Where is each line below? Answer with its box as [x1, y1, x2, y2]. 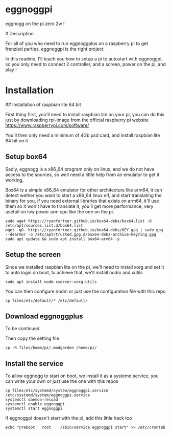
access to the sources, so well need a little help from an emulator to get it [5, 171, 160, 178]
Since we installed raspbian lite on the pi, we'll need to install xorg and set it [5, 264, 164, 270]
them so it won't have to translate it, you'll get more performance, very [5, 203, 154, 209]
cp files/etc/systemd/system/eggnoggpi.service [5, 388, 109, 394]
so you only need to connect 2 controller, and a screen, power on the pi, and [5, 61, 166, 67]
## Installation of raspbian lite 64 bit [5, 101, 81, 107]
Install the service [5, 359, 64, 368]
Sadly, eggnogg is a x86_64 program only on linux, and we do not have [5, 166, 155, 172]
